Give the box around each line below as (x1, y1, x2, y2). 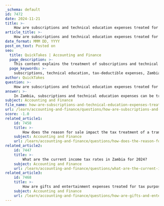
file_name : (5, 103, 27, 107)
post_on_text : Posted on (5, 43, 56, 48)
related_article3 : (5, 170, 42, 176)
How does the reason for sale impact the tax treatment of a (22, 130, 150, 135)
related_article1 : (5, 116, 42, 121)
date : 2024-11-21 (5, 16, 41, 21)
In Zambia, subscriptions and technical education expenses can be (14, 93, 154, 98)
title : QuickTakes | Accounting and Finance (9, 52, 102, 58)
